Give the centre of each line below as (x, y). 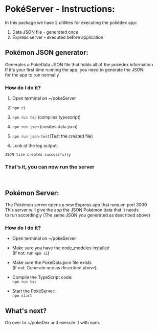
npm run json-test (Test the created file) (52, 136)
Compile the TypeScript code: (42, 277)
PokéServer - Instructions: (60, 9)
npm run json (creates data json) (45, 127)
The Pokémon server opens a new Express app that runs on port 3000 (76, 205)
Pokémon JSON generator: (47, 53)
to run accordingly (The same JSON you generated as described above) (78, 215)
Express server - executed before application (58, 37)
